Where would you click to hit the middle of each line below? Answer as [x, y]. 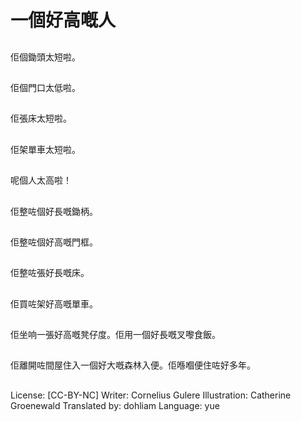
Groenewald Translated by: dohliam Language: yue [115, 405]
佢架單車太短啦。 [45, 149]
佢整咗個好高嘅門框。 [54, 242]
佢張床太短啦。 [41, 118]
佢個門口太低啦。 [45, 87]
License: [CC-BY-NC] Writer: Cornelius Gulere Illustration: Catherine [151, 395]
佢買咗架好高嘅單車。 [54, 303]
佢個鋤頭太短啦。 [45, 57]
